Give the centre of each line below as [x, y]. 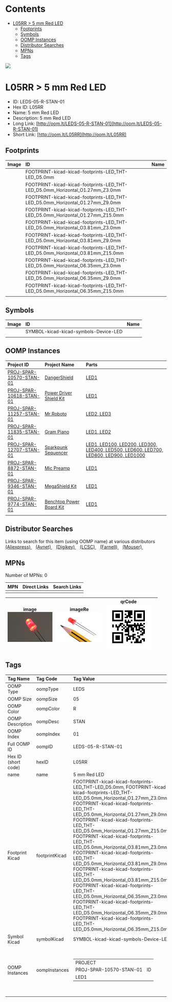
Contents [26, 9]
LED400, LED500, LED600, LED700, [124, 450]
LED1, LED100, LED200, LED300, [122, 444]
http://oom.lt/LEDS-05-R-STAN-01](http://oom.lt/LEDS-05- [100, 123]
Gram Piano [57, 432]
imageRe [79, 609]
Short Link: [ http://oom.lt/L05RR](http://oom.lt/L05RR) [70, 134]
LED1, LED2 [99, 432]
